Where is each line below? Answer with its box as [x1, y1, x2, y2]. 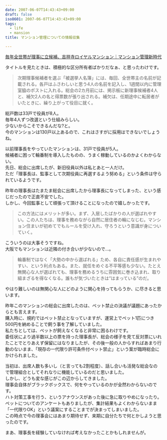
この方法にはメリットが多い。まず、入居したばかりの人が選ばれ [17, 210, 148, 217]
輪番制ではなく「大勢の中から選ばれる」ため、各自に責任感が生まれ [17, 256, 157, 262]
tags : [5, 21, 16, 26]
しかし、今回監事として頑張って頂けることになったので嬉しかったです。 [5, 200, 153, 206]
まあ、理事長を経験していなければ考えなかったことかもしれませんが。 [5, 429, 149, 436]
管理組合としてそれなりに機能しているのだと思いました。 [9, 369, 127, 375]
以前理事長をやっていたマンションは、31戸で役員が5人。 [5, 145, 121, 152]
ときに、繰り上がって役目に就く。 [26, 100, 96, 106]
